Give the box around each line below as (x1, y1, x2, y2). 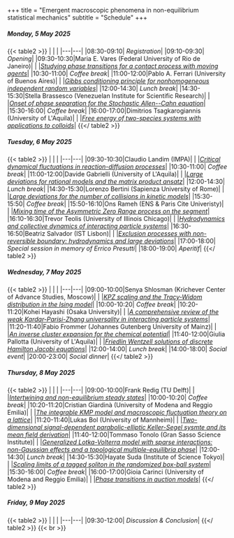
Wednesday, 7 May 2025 (7, 267, 82, 276)
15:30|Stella (7, 91, 41, 100)
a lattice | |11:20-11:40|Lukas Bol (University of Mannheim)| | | (7, 416, 183, 424)
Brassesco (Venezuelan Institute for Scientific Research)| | (42, 91, 211, 100)
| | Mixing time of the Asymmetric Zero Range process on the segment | (7, 206, 210, 215)
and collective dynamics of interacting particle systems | (7, 222, 170, 230)
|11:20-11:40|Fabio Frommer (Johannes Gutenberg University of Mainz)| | (7, 322, 217, 331)
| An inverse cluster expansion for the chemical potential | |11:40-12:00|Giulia (7, 330, 226, 338)
